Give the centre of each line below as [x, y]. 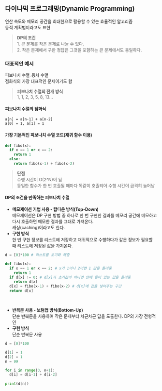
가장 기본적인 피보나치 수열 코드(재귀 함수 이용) [49, 135]
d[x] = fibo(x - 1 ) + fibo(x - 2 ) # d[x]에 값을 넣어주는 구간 [66, 286]
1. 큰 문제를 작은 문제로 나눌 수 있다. [51, 44]
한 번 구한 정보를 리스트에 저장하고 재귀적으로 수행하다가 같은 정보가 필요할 [82, 240]
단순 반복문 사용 [27, 335]
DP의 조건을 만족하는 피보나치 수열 [37, 198]
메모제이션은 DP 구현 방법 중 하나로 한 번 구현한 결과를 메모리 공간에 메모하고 [84, 216]
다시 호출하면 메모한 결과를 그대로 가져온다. [53, 221]
